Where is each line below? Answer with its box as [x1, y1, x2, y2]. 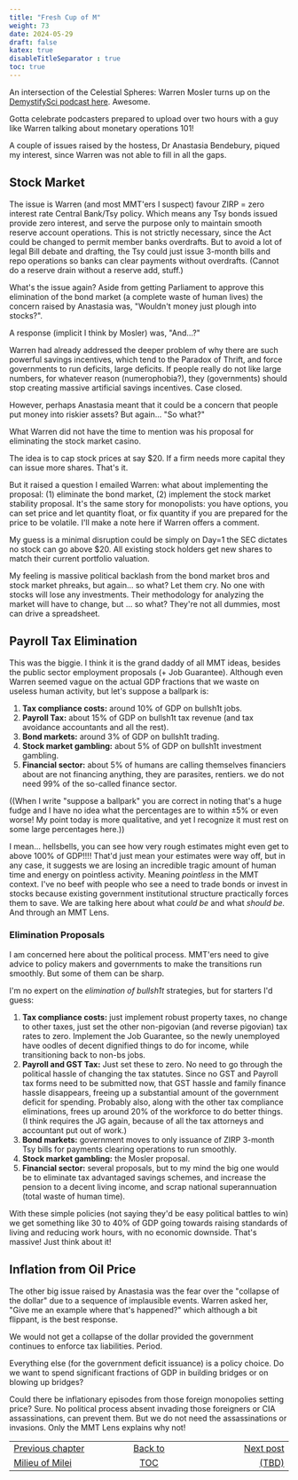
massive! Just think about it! [9, 1236, 112, 1247]
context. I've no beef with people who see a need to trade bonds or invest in [9, 878, 288, 889]
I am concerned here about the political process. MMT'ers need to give [9, 949, 269, 959]
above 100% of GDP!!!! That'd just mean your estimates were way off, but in [9, 850, 286, 861]
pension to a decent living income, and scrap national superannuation [21, 1181, 278, 1192]
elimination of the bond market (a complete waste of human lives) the [9, 291, 263, 302]
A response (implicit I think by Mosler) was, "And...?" [9, 327, 201, 338]
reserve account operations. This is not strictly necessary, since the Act [9, 227, 272, 238]
